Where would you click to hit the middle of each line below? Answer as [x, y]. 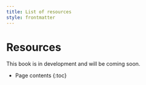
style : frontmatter [31, 17]
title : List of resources [39, 12]
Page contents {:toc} [41, 75]
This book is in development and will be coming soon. [73, 64]
